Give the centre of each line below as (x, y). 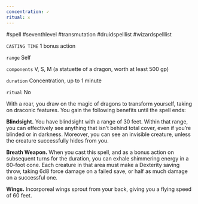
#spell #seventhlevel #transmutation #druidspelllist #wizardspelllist (89, 34)
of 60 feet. (19, 195)
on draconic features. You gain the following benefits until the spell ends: (96, 110)
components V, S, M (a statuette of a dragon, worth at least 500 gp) (88, 69)
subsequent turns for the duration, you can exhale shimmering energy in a (98, 158)
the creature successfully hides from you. (57, 140)
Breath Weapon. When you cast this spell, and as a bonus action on (90, 152)
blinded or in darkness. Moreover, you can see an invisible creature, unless (99, 134)
